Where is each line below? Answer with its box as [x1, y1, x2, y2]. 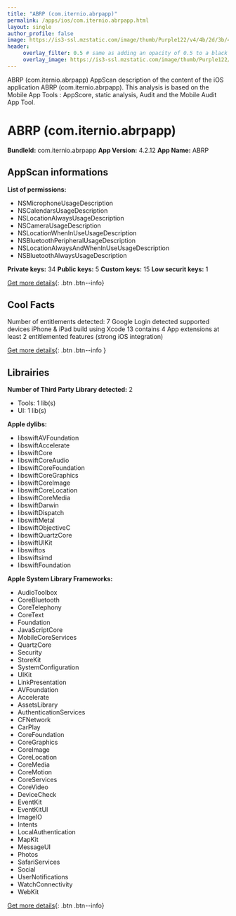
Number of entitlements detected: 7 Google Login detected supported [7, 318, 210, 326]
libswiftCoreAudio [17, 456, 70, 465]
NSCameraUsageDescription [17, 221, 102, 230]
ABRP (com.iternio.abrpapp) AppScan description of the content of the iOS [7, 75, 224, 84]
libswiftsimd [17, 554, 53, 562]
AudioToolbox [17, 588, 58, 597]
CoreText [17, 611, 44, 619]
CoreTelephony [17, 603, 62, 612]
